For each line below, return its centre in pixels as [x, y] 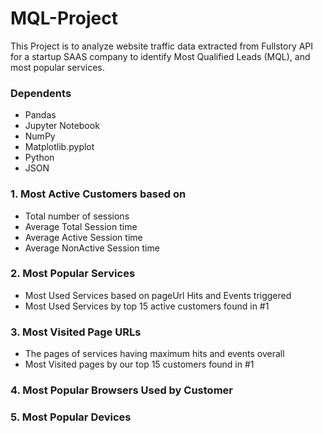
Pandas [40, 115]
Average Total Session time [81, 226]
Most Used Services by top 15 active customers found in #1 [147, 306]
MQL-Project [64, 18]
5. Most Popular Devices [71, 417]
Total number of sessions [77, 216]
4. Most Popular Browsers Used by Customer [121, 390]
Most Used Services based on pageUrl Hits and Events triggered [158, 295]
